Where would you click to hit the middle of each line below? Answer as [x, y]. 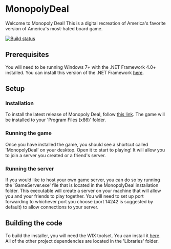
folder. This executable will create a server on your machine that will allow [83, 191]
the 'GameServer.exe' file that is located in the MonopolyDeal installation [82, 185]
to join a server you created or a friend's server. [56, 155]
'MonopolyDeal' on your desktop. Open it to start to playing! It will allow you [85, 150]
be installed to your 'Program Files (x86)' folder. [56, 120]
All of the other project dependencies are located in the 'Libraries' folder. [82, 241]
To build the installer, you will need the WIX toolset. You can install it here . [83, 235]
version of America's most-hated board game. [54, 28]
